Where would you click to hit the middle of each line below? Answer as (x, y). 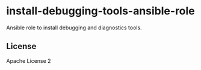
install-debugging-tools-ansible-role (101, 11)
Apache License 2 (29, 60)
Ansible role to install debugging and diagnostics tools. (74, 28)
